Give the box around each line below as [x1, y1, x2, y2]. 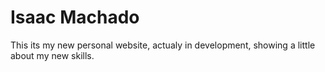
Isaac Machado [10, 6, 140, 29]
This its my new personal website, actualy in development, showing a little [10, 39, 316, 51]
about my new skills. [10, 49, 95, 61]
